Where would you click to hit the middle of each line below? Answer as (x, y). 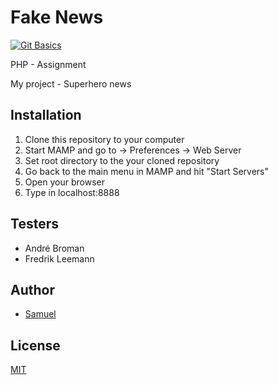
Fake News (57, 17)
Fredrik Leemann (59, 258)
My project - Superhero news (71, 83)
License (35, 345)
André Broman (54, 248)
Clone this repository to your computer (104, 139)
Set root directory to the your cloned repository (122, 160)
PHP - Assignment (48, 64)
